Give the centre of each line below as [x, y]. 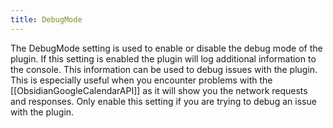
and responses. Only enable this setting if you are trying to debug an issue [163, 101]
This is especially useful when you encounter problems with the [141, 80]
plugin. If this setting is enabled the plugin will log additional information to [163, 58]
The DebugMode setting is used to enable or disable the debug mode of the [166, 48]
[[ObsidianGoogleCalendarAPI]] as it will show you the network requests [159, 90]
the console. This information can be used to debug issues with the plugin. [164, 69]
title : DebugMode [46, 19]
